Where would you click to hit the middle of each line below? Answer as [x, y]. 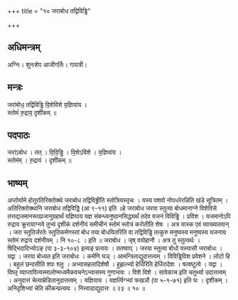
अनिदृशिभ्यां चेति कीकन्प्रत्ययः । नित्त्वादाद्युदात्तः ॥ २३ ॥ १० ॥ [76, 289]
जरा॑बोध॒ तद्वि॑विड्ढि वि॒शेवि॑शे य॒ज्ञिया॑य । [47, 105]
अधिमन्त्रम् [24, 47]
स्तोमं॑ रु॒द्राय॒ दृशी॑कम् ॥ [32, 112]
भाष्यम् [17, 183]
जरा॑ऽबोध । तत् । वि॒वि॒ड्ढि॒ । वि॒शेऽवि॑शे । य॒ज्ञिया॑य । [65, 152]
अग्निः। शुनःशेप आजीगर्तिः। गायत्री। [47, 65]
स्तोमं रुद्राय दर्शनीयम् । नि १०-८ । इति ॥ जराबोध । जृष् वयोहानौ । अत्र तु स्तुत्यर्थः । [104, 240]
